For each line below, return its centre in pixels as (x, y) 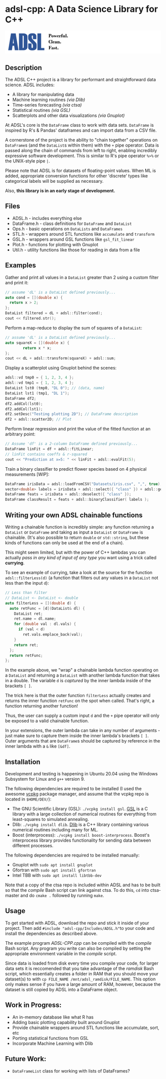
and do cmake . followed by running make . (62, 896)
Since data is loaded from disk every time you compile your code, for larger (82, 963)
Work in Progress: (33, 1005)
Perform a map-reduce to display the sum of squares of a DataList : (74, 327)
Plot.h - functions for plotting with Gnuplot (55, 244)
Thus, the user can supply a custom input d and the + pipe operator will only (82, 716)
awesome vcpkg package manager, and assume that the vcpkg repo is (77, 794)
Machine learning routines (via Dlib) (49, 100)
